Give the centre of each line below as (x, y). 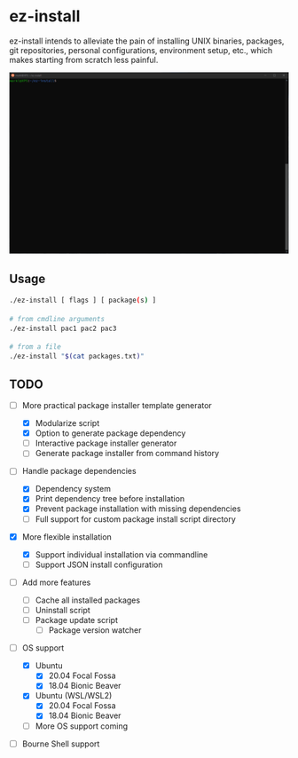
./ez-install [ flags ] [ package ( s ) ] (83, 300)
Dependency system (73, 489)
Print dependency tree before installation (110, 499)
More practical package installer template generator (117, 405)
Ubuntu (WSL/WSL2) (74, 696)
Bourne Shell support (61, 744)
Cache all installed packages (87, 600)
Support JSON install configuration (99, 565)
